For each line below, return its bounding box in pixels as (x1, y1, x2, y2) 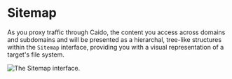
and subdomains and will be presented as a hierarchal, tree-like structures (7, 35, 222, 43)
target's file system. (7, 50, 65, 59)
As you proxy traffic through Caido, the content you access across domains (7, 28, 226, 36)
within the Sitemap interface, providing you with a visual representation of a (7, 43, 224, 51)
